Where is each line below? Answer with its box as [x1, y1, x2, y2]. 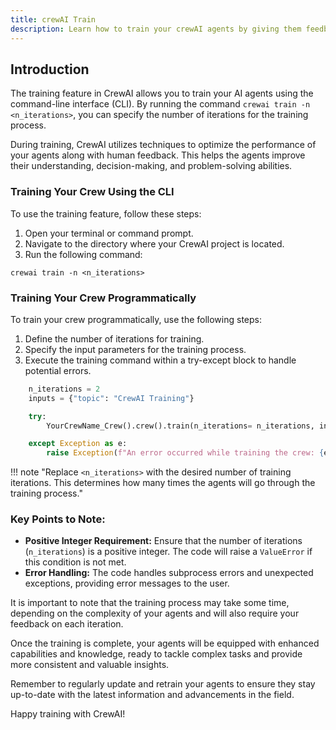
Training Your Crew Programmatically [10, 291, 197, 305]
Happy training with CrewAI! [10, 708, 126, 720]
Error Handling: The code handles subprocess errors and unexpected [24, 567, 314, 579]
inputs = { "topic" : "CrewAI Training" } [28, 393, 195, 403]
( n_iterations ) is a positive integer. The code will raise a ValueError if [24, 546, 313, 558]
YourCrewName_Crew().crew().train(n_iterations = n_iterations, [46, 421, 315, 431]
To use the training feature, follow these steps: [10, 207, 202, 220]
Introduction [10, 61, 90, 78]
